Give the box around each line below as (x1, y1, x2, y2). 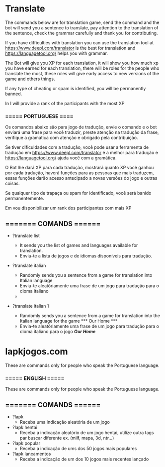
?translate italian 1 (12, 303, 49, 309)
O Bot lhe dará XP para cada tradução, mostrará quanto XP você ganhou (5, 165, 154, 171)
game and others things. (5, 76, 55, 82)
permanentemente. (5, 195, 44, 202)
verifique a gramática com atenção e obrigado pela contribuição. (5, 135, 138, 141)
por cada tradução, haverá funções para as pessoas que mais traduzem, (5, 170, 154, 176)
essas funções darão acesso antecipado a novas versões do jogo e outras (5, 175, 158, 181)
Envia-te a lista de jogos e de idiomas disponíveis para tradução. (19, 253, 153, 259)
